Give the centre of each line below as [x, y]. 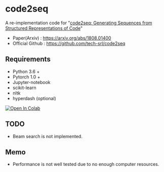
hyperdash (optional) [34, 98]
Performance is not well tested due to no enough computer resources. [86, 164]
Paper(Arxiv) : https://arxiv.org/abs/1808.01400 [62, 38]
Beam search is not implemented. [47, 136]
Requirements [28, 59]
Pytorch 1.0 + [26, 77]
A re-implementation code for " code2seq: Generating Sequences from [79, 23]
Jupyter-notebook [31, 82]
